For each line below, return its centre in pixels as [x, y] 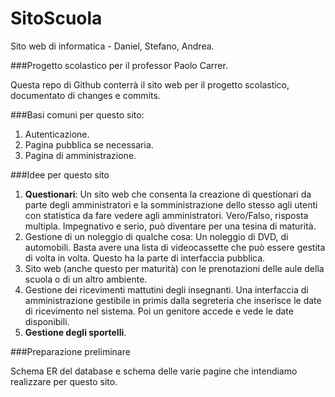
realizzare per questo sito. [64, 381]
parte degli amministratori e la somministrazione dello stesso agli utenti [171, 204]
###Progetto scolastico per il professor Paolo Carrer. [119, 65]
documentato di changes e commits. [85, 95]
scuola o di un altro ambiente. [86, 279]
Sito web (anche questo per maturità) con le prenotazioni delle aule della [174, 268]
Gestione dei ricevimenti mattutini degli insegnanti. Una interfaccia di [166, 289]
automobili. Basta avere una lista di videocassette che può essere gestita [175, 247]
